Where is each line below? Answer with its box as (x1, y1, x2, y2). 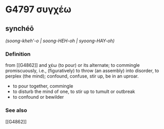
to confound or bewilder (12, 94, 64, 100)
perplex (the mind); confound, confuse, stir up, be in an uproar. (5, 73, 139, 79)
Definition (5, 50, 31, 58)
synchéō (5, 24, 34, 33)
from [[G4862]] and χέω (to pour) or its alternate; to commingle (5, 62, 140, 68)
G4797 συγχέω (5, 4, 71, 15)
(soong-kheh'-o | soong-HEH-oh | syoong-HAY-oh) (5, 38, 115, 44)
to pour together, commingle (12, 83, 74, 89)
